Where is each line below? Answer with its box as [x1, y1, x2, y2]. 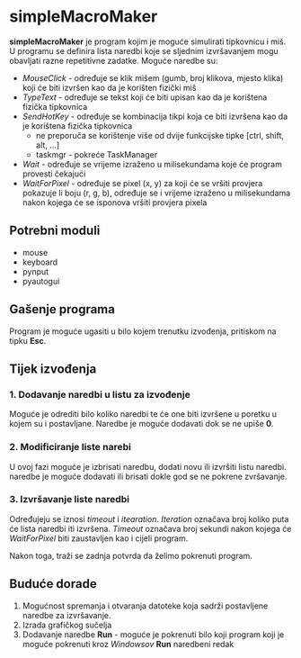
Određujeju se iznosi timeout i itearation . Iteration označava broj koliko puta [9, 513, 289, 524]
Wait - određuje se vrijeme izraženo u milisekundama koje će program [22, 158, 283, 169]
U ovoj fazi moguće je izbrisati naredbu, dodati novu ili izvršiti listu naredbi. [9, 461, 287, 472]
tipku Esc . [9, 335, 47, 346]
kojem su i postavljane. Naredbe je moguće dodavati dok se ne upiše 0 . [9, 419, 274, 429]
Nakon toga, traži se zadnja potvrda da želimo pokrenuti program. [9, 550, 253, 561]
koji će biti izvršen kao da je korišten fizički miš [22, 82, 197, 93]
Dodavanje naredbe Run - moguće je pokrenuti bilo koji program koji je [22, 628, 285, 640]
